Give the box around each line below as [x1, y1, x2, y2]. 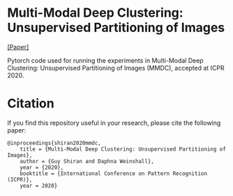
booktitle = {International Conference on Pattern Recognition [20, 169, 208, 177]
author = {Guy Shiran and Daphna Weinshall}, [20, 158, 155, 165]
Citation [7, 96, 54, 112]
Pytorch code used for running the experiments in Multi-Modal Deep [7, 56, 204, 64]
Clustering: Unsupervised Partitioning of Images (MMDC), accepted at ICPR [7, 63, 225, 72]
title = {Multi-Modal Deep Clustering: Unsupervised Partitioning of [20, 145, 227, 153]
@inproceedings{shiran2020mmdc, [7, 140, 101, 146]
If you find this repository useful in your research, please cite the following [7, 119, 221, 127]
